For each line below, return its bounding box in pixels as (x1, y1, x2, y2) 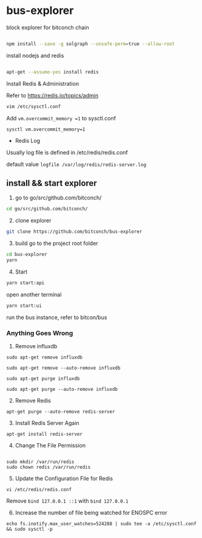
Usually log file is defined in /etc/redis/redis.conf (6, 148, 129, 156)
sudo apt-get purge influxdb (6, 375, 80, 382)
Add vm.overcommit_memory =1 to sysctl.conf (6, 114, 116, 122)
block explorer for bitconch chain (6, 24, 89, 31)
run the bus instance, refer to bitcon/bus (6, 314, 107, 321)
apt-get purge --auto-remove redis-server (6, 409, 115, 415)
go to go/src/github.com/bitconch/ (15, 194, 102, 201)
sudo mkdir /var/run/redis (6, 458, 75, 465)
